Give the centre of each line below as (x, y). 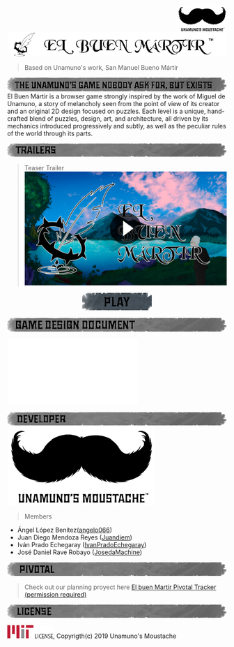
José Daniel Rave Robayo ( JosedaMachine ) (80, 552)
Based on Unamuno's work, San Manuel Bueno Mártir (101, 67)
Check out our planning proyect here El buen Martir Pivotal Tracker (120, 587)
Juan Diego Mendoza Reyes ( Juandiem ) (75, 537)
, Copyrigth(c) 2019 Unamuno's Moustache (115, 636)
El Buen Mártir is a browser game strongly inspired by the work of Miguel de (116, 96)
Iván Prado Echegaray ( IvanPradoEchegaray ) (82, 545)
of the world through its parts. (50, 133)
